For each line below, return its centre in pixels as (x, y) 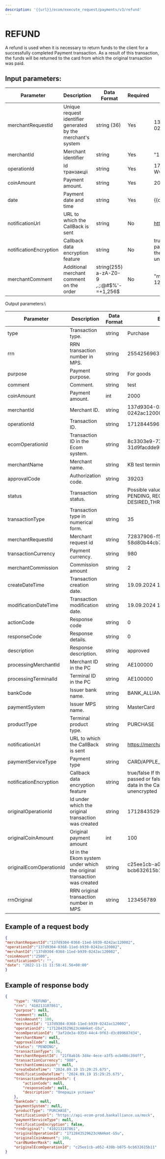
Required (138, 95)
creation (79, 585)
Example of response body (47, 985)
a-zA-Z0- (109, 273)
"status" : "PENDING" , (36, 1047)
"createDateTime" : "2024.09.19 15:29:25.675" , (62, 1070)
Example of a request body (47, 926)
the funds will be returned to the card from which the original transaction (79, 58)
